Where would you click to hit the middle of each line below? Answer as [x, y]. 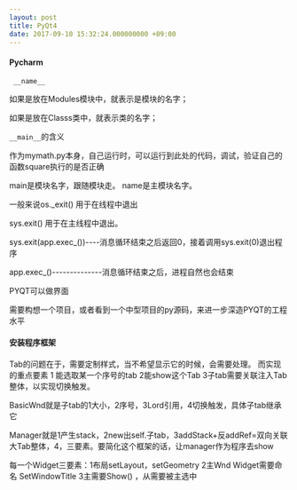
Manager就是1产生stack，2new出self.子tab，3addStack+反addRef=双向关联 [148, 435]
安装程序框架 [32, 343]
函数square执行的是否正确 [57, 166]
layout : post [33, 17]
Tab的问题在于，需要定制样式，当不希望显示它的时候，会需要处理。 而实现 [145, 364]
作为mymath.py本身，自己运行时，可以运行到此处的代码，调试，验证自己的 [146, 155]
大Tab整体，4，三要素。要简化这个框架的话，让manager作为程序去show [142, 446]
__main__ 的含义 [37, 136]
